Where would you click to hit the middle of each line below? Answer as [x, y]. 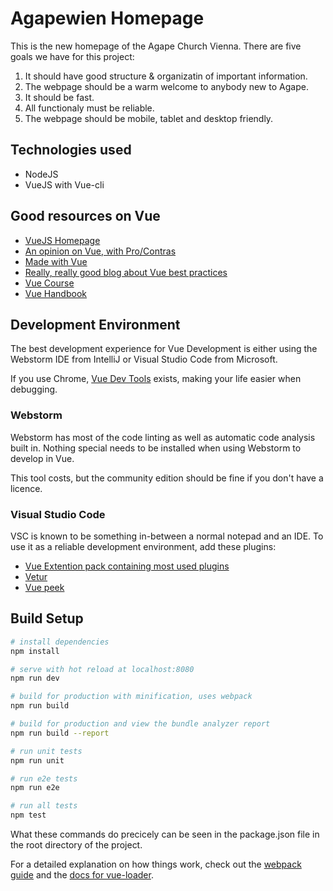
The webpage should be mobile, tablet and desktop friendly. [149, 118]
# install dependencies [60, 642]
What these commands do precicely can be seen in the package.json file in [165, 834]
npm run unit [37, 760]
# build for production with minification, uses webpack [131, 697]
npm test [28, 815]
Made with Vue [56, 261]
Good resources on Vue [85, 216]
